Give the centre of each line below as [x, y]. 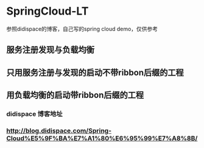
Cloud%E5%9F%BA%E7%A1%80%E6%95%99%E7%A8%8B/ [102, 138]
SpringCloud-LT [47, 11]
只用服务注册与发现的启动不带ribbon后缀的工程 [95, 72]
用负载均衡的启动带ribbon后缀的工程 [75, 95]
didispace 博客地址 [34, 114]
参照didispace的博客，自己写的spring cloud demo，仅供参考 [82, 29]
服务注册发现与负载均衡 [50, 50]
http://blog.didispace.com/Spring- [59, 130]
